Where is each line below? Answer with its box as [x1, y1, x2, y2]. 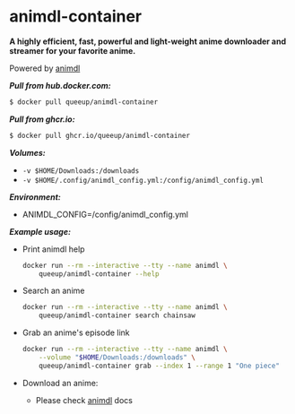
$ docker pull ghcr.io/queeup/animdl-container [9, 131, 191, 140]
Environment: [9, 191, 61, 203]
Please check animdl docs [35, 394, 133, 405]
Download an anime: [22, 377, 99, 388]
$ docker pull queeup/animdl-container [9, 97, 159, 107]
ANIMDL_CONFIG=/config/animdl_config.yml [22, 209, 188, 220]
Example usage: [9, 226, 72, 237]
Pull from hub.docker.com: [9, 80, 111, 91]
